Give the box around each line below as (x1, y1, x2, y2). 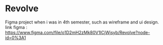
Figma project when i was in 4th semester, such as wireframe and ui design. (5, 19, 159, 25)
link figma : (5, 24, 27, 30)
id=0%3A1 (5, 35, 26, 41)
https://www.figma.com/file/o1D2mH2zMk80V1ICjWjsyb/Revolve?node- (5, 29, 150, 35)
